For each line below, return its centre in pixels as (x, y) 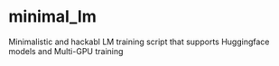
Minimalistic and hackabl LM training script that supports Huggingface (139, 42)
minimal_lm (52, 17)
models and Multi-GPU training (66, 51)
